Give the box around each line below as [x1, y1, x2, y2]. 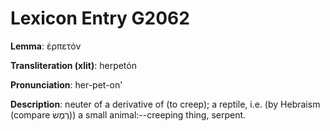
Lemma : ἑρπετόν [10, 40, 82, 52]
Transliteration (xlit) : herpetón [10, 59, 137, 71]
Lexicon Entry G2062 [10, 7, 190, 30]
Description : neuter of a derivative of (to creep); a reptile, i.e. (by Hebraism [10, 98, 321, 110]
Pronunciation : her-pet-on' [10, 78, 123, 91]
